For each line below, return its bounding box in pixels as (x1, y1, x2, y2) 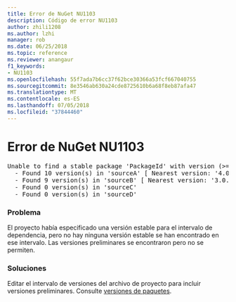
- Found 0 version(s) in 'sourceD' (14, 190, 138, 198)
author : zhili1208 (7, 23, 61, 30)
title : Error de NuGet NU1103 (7, 10, 96, 18)
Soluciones (7, 263, 47, 273)
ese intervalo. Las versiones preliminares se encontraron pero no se (7, 238, 204, 246)
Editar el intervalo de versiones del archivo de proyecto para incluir (7, 279, 202, 288)
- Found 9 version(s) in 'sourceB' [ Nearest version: (14, 176, 208, 184)
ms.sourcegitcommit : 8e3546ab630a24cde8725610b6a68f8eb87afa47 (7, 82, 197, 89)
